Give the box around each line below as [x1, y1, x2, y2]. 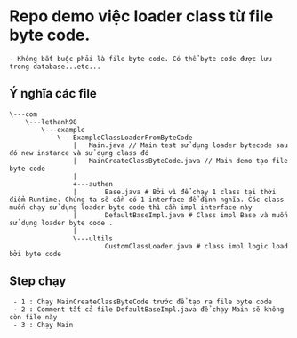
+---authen [72, 179, 114, 188]
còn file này [9, 312, 58, 321]
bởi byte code [9, 249, 62, 258]
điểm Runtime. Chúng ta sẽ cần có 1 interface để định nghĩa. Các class [9, 195, 285, 204]
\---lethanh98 [25, 117, 77, 126]
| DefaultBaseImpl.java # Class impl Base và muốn [72, 210, 289, 219]
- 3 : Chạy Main [12, 320, 74, 329]
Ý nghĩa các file [9, 86, 98, 101]
